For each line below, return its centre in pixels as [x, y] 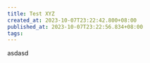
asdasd [18, 53]
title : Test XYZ [31, 14]
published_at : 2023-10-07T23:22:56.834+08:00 [75, 27]
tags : [15, 33]
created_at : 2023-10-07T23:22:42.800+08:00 [72, 20]
